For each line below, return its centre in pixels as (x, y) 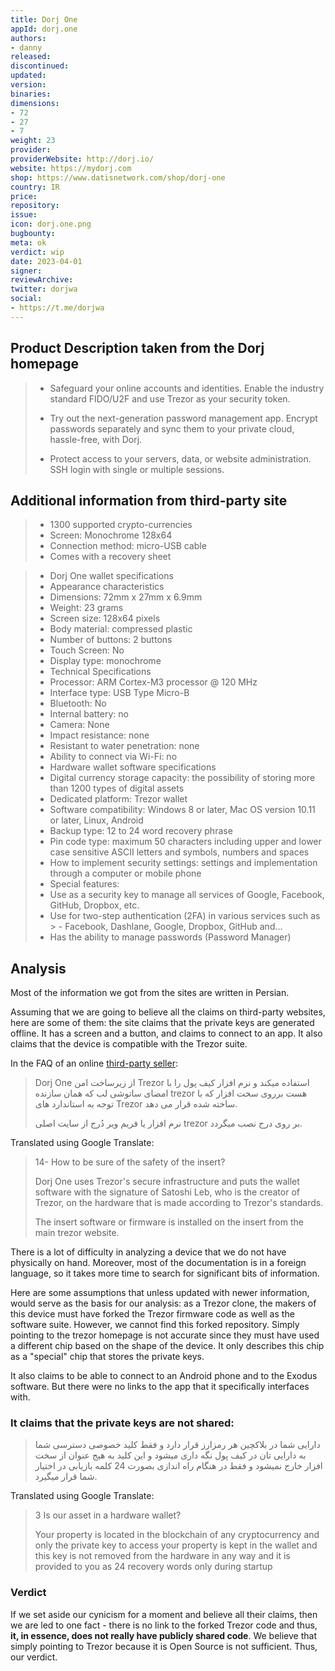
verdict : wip (37, 252)
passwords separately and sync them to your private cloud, (172, 428)
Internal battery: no (89, 714)
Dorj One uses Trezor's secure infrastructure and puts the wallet (167, 1182)
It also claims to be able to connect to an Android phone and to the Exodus (164, 1376)
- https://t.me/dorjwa (57, 308)
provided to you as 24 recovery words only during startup (153, 1567)
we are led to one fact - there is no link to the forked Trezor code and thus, (164, 1625)
